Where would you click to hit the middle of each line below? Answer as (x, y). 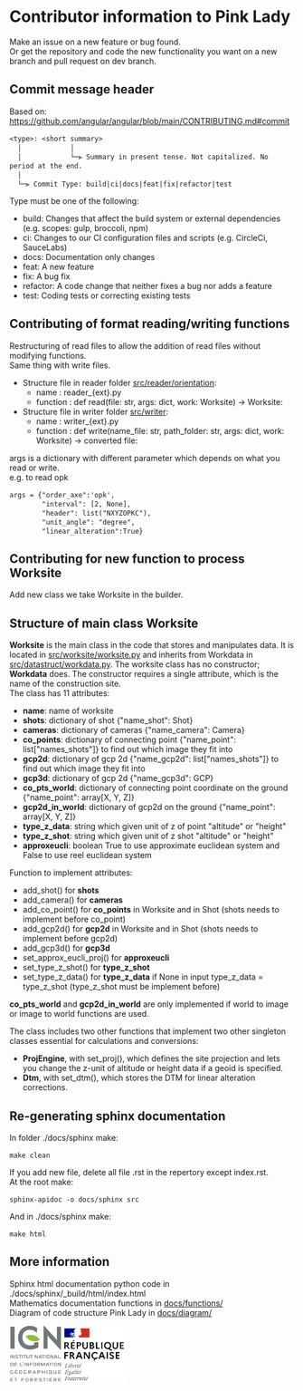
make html (28, 1234)
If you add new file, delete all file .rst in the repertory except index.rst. (139, 1172)
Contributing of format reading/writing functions (150, 324)
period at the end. (46, 166)
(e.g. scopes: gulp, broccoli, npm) (85, 227)
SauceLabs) (45, 247)
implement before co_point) (74, 919)
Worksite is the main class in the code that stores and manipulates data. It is (151, 645)
